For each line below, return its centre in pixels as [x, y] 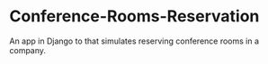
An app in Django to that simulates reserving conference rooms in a [134, 41]
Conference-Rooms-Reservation [134, 16]
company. [28, 50]
